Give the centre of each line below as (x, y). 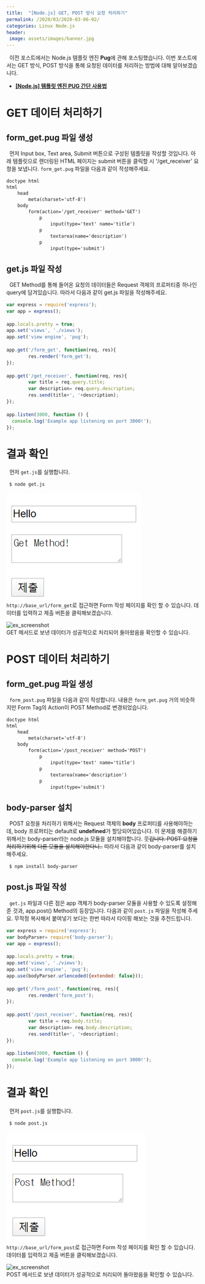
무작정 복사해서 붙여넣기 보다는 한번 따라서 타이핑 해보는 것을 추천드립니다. (103, 918)
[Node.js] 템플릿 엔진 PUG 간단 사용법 (61, 86)
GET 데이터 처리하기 (54, 113)
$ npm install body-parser (43, 867)
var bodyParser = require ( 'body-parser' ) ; (60, 937)
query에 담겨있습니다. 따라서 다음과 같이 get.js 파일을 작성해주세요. (87, 292)
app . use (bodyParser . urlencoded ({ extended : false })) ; (75, 976)
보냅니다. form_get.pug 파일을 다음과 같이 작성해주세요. (84, 169)
